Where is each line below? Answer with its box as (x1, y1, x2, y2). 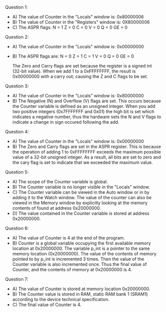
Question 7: (5, 276, 29, 282)
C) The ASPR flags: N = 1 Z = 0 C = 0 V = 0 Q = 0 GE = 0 (12, 24, 128, 30)
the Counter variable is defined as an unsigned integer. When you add (12, 103, 156, 109)
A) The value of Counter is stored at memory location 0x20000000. (12, 286, 151, 292)
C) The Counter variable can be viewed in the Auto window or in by (12, 189, 150, 195)
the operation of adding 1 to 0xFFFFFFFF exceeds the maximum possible (12, 149, 161, 155)
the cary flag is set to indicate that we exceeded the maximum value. (12, 159, 153, 165)
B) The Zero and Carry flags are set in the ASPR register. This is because (12, 144, 161, 150)
